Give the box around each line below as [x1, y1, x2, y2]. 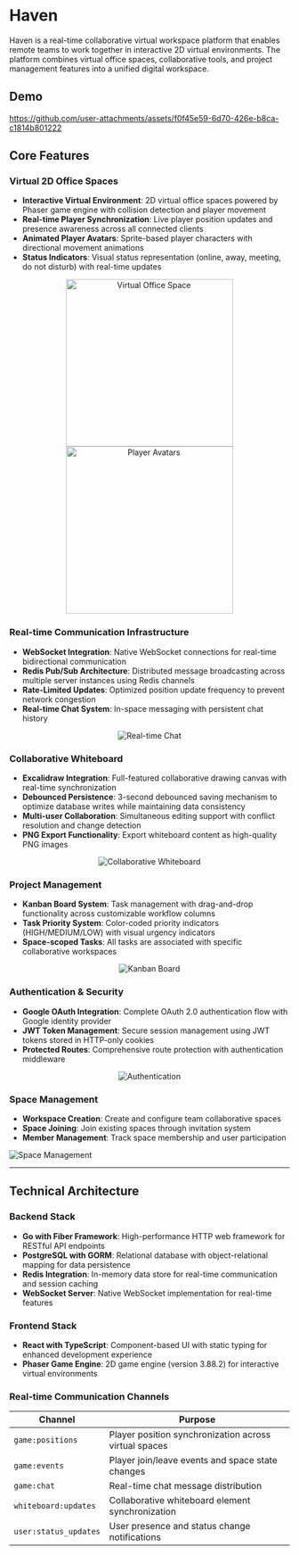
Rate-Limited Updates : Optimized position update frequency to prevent [21, 684, 286, 695]
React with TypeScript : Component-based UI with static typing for [21, 1339, 268, 1350]
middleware [21, 1054, 66, 1064]
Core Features [9, 148, 90, 163]
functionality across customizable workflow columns [21, 908, 216, 919]
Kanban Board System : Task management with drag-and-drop [21, 898, 254, 910]
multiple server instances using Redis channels [21, 674, 196, 685]
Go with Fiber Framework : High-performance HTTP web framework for [21, 1230, 286, 1241]
